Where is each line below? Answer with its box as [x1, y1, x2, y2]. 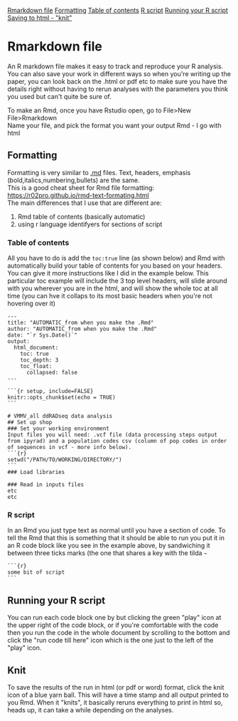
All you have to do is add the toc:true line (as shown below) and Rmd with [7, 254, 225, 263]
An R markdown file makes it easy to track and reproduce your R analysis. [7, 62, 224, 70]
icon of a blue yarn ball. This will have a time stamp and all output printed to [7, 690, 229, 699]
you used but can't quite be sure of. [7, 92, 112, 100]
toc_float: [20, 363, 53, 370]
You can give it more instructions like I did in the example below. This [7, 269, 210, 278]
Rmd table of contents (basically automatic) [17, 212, 146, 221]
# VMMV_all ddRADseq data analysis [7, 413, 113, 420]
